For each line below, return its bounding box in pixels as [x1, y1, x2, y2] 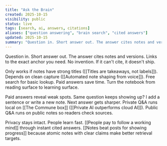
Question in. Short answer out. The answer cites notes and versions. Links [5, 53, 158, 59]
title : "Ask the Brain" [5, 7, 55, 12]
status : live [5, 21, 32, 26]
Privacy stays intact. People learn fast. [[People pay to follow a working [5, 119, 151, 125]
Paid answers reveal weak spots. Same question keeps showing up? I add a [5, 94, 160, 100]
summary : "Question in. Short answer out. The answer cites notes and [5, 40, 155, 45]
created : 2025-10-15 [5, 12, 48, 17]
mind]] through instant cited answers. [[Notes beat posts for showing [5, 125, 147, 131]
